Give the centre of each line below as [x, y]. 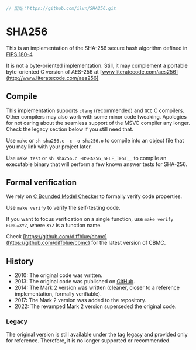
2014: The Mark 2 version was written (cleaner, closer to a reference [97, 288]
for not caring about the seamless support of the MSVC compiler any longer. [98, 123]
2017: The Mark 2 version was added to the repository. [80, 300]
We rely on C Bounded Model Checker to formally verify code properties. [94, 196]
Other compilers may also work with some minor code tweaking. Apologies [97, 116]
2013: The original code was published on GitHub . [75, 282]
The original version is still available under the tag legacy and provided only [97, 334]
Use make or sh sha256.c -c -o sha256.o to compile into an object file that [95, 140]
